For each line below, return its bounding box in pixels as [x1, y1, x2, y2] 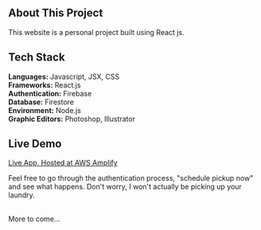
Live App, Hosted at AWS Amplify [8, 158, 118, 168]
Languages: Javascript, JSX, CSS [8, 72, 120, 81]
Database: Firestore [8, 97, 74, 107]
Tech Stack [8, 51, 65, 64]
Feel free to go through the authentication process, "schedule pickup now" [8, 173, 254, 183]
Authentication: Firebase [8, 88, 92, 98]
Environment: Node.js [8, 105, 81, 115]
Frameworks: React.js [8, 80, 81, 90]
